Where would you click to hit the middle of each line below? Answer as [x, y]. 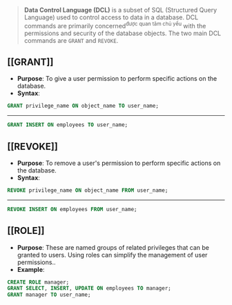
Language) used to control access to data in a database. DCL [111, 17]
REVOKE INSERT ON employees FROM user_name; [72, 209]
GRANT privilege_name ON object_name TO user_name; [83, 106]
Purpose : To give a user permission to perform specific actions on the [117, 79]
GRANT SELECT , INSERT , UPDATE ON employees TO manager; [89, 288]
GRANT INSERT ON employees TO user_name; [68, 125]
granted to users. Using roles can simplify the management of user [112, 255]
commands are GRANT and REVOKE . [71, 40]
